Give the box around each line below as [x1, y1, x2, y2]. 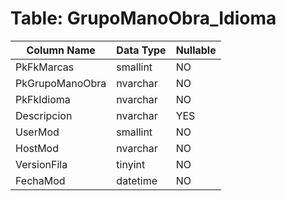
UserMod [15, 125, 60, 139]
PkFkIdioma [15, 92, 71, 106]
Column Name [26, 43, 96, 57]
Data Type [116, 43, 167, 57]
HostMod [15, 141, 60, 155]
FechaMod [15, 173, 66, 187]
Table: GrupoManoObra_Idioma [10, 7, 277, 30]
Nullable [175, 43, 217, 57]
